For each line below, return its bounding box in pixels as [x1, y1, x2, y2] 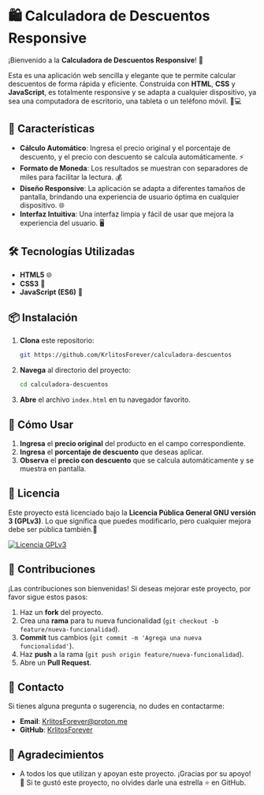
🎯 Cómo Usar [8, 418, 74, 431]
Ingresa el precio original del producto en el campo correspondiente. [19, 438, 246, 448]
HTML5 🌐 [19, 270, 53, 279]
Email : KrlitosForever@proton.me [19, 717, 128, 726]
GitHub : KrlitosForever [19, 725, 93, 735]
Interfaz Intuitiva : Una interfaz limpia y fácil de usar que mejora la [19, 209, 234, 219]
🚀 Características [8, 122, 95, 136]
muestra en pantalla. [19, 463, 87, 473]
